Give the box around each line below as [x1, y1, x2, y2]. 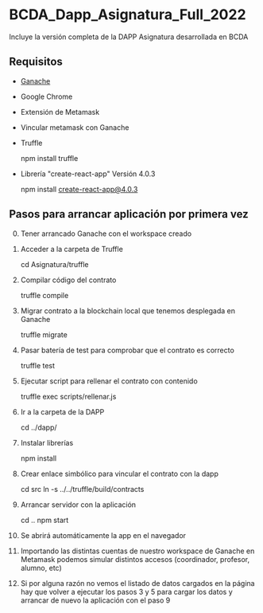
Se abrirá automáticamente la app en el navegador [20, 530, 186, 540]
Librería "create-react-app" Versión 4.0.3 [20, 169, 156, 179]
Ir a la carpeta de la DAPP [20, 407, 105, 416]
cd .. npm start [20, 515, 69, 525]
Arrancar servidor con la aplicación [20, 500, 137, 509]
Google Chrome [20, 92, 73, 101]
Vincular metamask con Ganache [20, 122, 130, 132]
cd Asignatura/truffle [20, 259, 89, 269]
